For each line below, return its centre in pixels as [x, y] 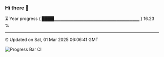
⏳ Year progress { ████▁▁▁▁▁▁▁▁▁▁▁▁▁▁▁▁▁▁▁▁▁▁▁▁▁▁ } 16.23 [80, 19]
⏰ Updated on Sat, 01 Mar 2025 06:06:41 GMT [52, 40]
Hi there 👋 [17, 8]
